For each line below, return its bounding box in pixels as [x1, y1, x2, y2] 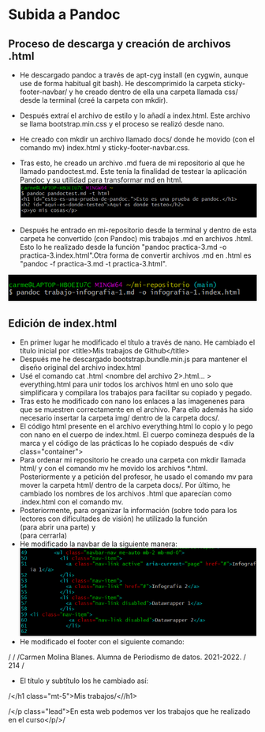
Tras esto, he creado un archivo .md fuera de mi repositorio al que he [19, 158, 245, 168]
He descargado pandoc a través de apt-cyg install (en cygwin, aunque [19, 70, 248, 80]
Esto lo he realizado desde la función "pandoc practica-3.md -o [19, 243, 227, 252]
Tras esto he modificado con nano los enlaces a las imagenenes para [19, 396, 245, 406]
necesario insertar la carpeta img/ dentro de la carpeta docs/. [19, 413, 220, 422]
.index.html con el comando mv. [19, 496, 124, 507]
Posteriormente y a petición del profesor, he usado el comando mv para [19, 472, 253, 481]
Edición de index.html [8, 316, 118, 330]
